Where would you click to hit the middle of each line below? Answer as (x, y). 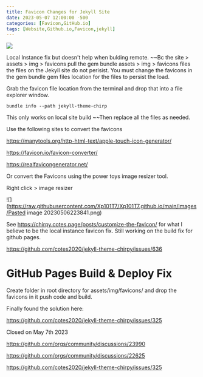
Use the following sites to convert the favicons (64, 129)
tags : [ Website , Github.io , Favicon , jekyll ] (61, 29)
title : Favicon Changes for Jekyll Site (58, 12)
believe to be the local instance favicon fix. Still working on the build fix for (100, 231)
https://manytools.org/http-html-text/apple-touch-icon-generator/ (89, 141)
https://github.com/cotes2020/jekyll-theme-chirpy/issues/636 (84, 249)
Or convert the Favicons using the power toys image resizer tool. (87, 176)
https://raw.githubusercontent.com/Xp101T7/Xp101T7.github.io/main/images (102, 206)
